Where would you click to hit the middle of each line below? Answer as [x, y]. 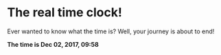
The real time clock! [65, 13]
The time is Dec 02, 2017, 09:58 [53, 44]
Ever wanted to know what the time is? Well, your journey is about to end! [111, 31]
